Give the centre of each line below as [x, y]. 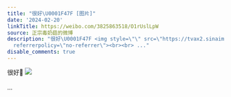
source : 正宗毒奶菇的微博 [40, 33]
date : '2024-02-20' [35, 20]
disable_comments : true [41, 52]
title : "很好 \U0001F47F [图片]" [52, 13]
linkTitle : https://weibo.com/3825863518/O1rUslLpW [83, 26]
